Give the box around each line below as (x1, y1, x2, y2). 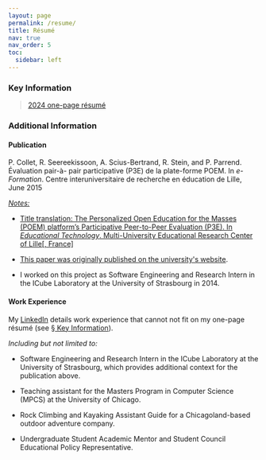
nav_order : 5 (8, 41, 52, 49)
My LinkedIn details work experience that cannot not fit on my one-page (8, 314, 245, 324)
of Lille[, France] (19, 240, 74, 249)
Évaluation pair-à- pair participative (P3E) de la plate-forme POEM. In (8, 166, 234, 176)
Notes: (8, 198, 30, 208)
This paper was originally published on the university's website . (19, 255, 229, 264)
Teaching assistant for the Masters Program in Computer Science (19, 386, 234, 396)
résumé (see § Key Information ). (8, 323, 114, 333)
